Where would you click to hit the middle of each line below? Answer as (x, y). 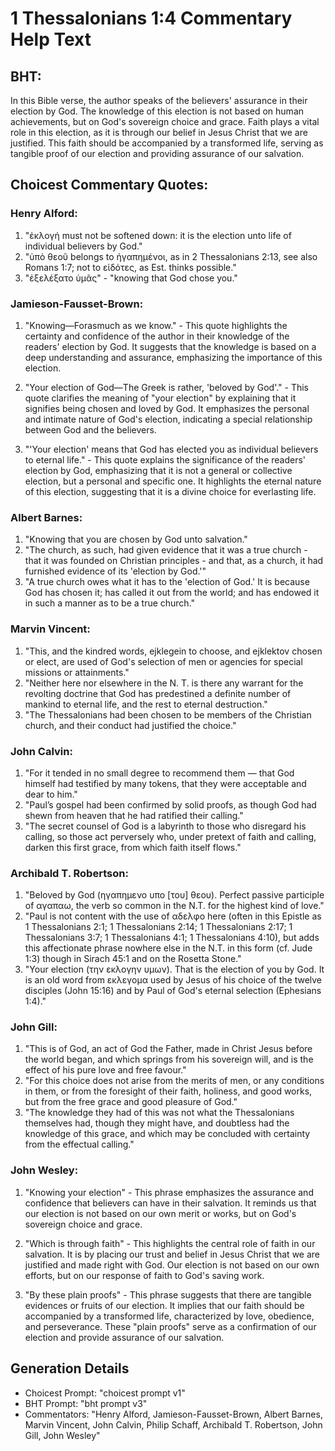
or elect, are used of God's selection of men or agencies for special (163, 661)
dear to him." (51, 794)
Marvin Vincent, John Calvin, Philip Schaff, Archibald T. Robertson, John (173, 1424)
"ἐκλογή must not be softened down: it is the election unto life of (158, 235)
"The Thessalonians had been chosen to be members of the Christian (168, 714)
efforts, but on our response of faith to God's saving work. (144, 1275)
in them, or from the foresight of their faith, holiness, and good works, (168, 1091)
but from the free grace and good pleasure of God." (131, 1102)
